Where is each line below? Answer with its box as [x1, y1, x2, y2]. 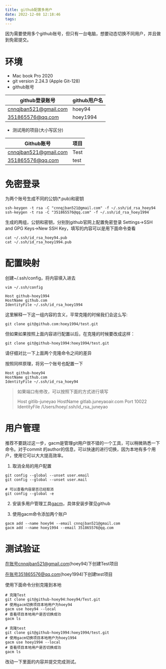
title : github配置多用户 [5, 7, 53, 12]
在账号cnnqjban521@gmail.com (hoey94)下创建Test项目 [5, 561, 119, 567]
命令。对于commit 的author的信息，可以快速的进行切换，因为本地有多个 [5, 446, 152, 452]
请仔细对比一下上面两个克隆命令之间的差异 [5, 350, 92, 356]
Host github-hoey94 [5, 371, 45, 376]
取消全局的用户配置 [12, 463, 52, 469]
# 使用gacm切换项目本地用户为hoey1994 [5, 636, 77, 641]
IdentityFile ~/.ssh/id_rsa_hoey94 [5, 379, 79, 385]
